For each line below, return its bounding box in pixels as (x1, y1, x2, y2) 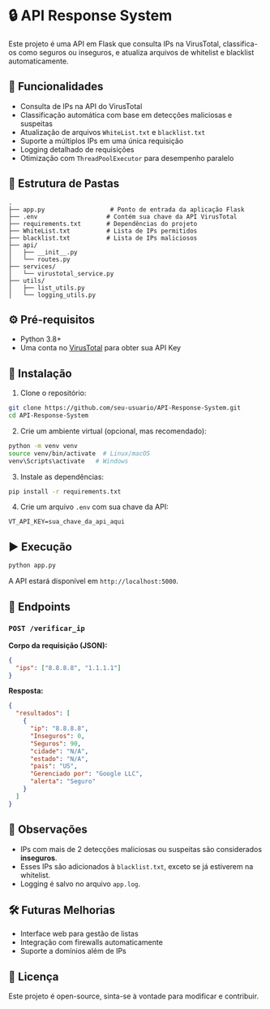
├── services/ (8, 262, 57, 271)
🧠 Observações (8, 823, 88, 837)
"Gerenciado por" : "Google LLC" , (29, 770, 144, 778)
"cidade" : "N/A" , (29, 747, 89, 755)
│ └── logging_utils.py (8, 290, 96, 299)
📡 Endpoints (8, 599, 71, 614)
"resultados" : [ (15, 709, 71, 718)
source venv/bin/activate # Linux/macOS (8, 449, 151, 458)
